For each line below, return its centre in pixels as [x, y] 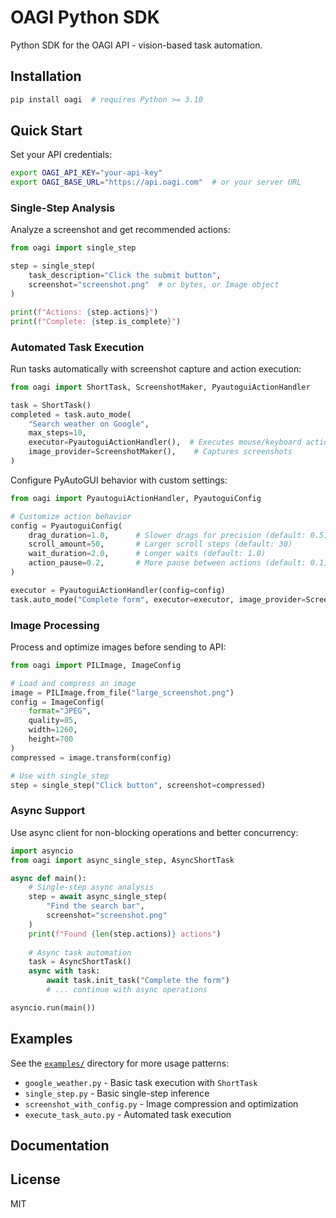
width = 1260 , [53, 730]
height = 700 [51, 739]
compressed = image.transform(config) [91, 757]
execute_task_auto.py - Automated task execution [128, 1114]
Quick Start [46, 131]
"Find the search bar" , [95, 906]
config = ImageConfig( [57, 702]
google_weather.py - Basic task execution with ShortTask [141, 1082]
